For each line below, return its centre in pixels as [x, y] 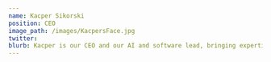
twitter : [23, 38]
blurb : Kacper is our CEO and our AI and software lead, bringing [122, 46]
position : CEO [32, 23]
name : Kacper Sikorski [46, 16]
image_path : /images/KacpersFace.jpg [72, 31]
